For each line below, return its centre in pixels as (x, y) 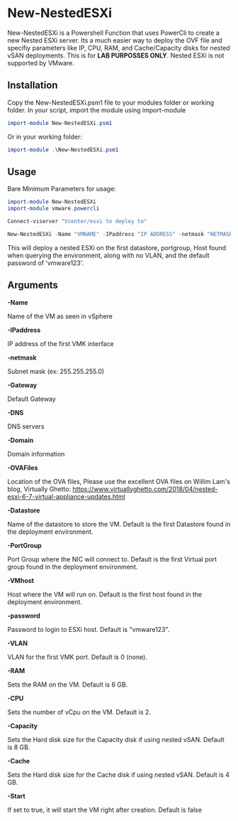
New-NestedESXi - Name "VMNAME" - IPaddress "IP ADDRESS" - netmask (106, 234)
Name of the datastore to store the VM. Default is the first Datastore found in (119, 524)
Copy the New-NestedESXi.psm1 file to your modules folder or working (111, 102)
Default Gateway (32, 399)
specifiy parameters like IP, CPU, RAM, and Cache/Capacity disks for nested (119, 48)
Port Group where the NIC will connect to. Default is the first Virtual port (112, 559)
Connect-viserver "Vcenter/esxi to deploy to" (77, 222)
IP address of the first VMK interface (61, 343)
